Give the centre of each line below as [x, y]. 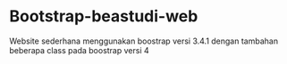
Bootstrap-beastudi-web [104, 16]
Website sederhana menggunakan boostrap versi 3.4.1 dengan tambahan [144, 41]
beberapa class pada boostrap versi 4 [79, 50]
